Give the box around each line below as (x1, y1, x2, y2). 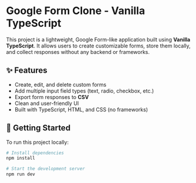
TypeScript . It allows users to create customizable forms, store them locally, (6, 42, 191, 49)
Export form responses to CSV (14, 93, 89, 100)
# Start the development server (6, 166, 85, 172)
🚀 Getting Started (6, 123, 71, 133)
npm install (6, 155, 35, 161)
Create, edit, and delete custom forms (14, 81, 107, 88)
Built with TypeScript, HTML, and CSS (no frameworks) (14, 106, 148, 113)
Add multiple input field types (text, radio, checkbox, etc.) (14, 87, 154, 94)
